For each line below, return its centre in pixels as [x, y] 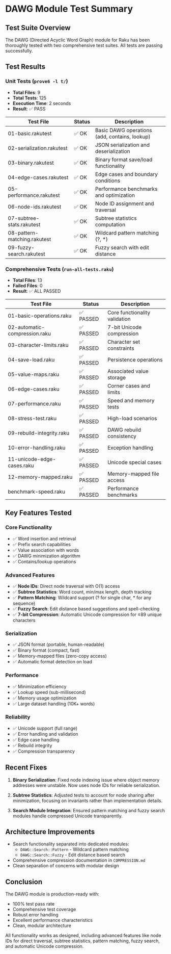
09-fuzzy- [21, 247]
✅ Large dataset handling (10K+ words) [54, 704]
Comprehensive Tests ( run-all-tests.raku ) [60, 269]
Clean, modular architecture [42, 925]
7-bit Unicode [125, 327]
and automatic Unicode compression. [45, 946]
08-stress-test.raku [32, 418]
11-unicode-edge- [32, 459]
